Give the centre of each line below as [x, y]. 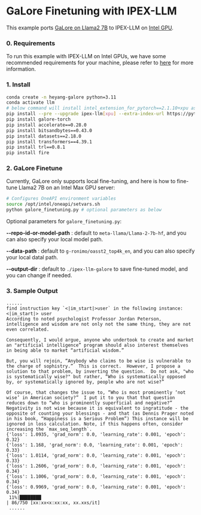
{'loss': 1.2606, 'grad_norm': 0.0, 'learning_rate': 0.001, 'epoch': [96, 466]
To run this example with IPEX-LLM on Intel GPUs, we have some [86, 56]
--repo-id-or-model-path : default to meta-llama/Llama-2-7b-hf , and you [96, 233]
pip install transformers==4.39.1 [49, 142]
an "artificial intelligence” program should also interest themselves [97, 345]
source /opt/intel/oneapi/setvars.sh [53, 204]
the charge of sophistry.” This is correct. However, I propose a [93, 366]
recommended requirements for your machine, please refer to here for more [100, 63]
